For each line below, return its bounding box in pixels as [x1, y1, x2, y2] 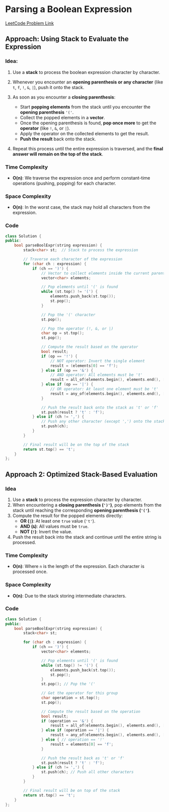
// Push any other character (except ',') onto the [41, 419, 152, 424]
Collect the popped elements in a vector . [20, 114, 106, 120]
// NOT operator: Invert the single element [50, 358, 145, 363]
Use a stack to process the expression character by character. [12, 497, 142, 503]
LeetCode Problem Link [5, 20, 54, 26]
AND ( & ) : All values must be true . [20, 523, 89, 529]
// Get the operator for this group [41, 691, 118, 696]
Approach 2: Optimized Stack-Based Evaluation [5, 470, 158, 478]
